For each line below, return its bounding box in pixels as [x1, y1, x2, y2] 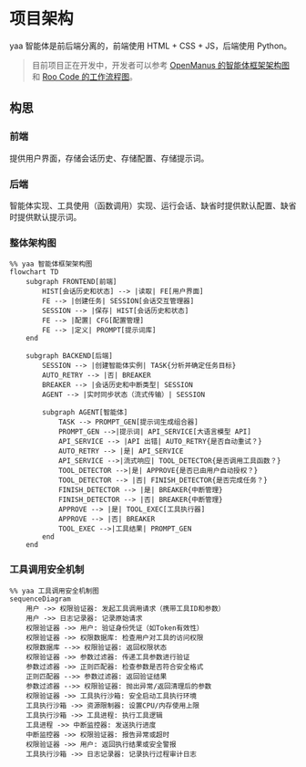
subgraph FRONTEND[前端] [25, 278, 117, 287]
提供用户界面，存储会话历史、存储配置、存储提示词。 [9, 152, 209, 163]
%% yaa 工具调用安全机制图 [9, 586, 100, 595]
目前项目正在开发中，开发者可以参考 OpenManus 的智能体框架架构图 [31, 59, 290, 70]
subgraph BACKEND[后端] [25, 352, 114, 361]
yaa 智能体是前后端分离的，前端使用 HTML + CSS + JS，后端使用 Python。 [9, 40, 292, 51]
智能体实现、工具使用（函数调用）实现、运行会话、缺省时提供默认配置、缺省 [9, 200, 297, 211]
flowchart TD [9, 268, 59, 277]
